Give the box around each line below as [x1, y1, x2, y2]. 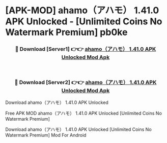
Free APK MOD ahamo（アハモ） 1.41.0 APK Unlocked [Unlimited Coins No [5, 110, 162, 116]
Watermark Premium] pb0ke [5, 26, 128, 38]
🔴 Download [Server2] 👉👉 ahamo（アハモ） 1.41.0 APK [14, 79, 157, 86]
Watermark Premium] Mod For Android [5, 132, 87, 138]
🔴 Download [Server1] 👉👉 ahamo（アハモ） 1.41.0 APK [15, 46, 156, 53]
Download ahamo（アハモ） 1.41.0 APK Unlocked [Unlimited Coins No [5, 126, 152, 132]
